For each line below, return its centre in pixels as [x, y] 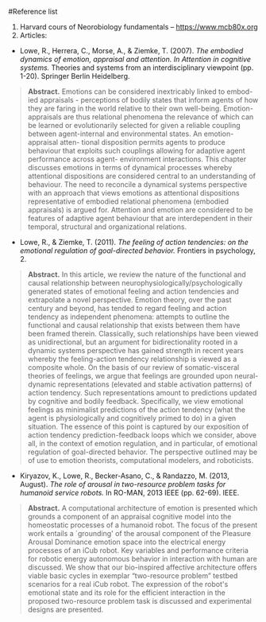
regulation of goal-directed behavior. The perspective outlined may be [143, 452]
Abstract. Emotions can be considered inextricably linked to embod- [140, 91]
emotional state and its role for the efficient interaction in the [127, 593]
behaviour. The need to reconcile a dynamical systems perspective [137, 185]
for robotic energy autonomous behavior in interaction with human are [143, 559]
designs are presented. [66, 609]
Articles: [33, 35]
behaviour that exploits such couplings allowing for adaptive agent [136, 151]
